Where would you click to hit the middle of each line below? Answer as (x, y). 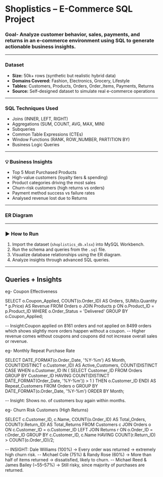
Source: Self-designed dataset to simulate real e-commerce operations (83, 91)
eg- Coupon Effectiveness (31, 291)
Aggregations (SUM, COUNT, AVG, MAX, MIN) (58, 124)
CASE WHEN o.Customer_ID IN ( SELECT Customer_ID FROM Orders (73, 370)
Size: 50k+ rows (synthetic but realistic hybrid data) (64, 75)
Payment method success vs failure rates (53, 193)
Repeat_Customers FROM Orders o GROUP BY (51, 386)
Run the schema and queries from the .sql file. (59, 249)
